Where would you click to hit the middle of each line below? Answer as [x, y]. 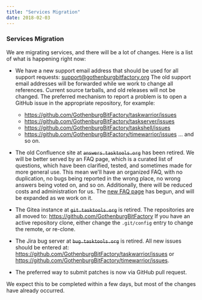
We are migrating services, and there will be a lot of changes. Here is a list [100, 52]
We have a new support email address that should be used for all [97, 70]
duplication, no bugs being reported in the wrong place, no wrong [98, 178]
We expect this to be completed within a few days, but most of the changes [101, 284]
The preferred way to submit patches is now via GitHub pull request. [101, 272]
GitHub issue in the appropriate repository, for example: [85, 103]
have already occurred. [36, 290]
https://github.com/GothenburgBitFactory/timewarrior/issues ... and [109, 134]
